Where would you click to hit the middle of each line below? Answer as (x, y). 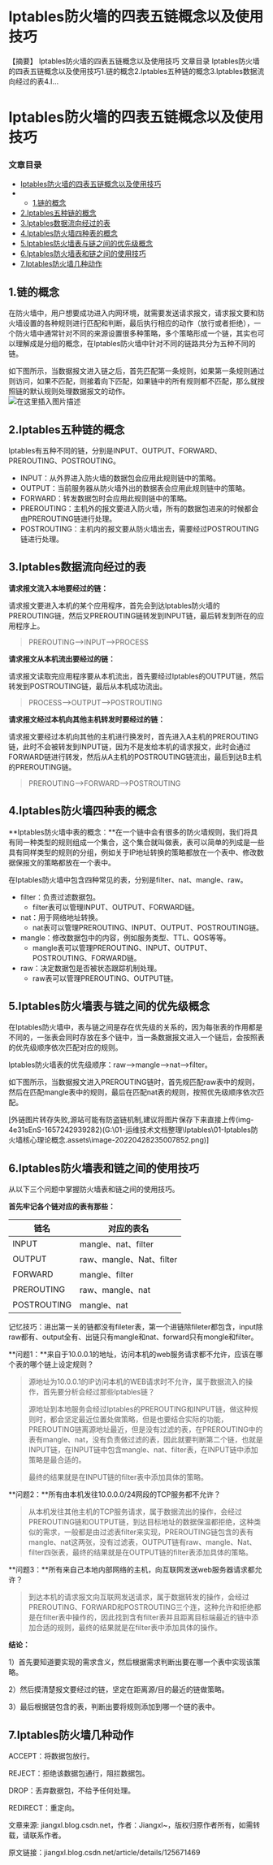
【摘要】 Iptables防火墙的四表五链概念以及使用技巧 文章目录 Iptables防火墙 (134, 61)
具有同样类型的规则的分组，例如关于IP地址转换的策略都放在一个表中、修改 (133, 852)
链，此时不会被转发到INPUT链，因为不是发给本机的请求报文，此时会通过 (130, 746)
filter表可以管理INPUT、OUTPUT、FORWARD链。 (115, 907)
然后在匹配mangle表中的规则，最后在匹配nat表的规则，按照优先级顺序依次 (133, 1092)
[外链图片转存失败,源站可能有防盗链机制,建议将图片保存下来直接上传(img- (131, 1120)
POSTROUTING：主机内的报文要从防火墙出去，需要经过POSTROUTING (139, 529)
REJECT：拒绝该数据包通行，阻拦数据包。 (79, 1773)
